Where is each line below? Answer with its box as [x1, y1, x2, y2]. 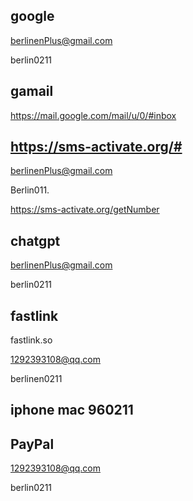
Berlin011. [10, 184, 50, 196]
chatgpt [10, 232, 61, 249]
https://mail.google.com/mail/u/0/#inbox [10, 109, 177, 121]
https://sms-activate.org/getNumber [10, 204, 160, 216]
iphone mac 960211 [10, 402, 134, 419]
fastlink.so [10, 334, 53, 346]
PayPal [10, 435, 55, 453]
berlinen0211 [10, 373, 63, 385]
